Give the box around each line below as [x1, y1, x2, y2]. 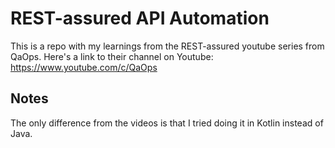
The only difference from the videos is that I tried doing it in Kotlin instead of [10, 117, 324, 129]
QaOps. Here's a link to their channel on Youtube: [10, 50, 214, 62]
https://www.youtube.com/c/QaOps [10, 61, 158, 73]
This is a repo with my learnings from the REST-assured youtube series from [10, 40, 325, 52]
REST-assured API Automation [10, 7, 270, 30]
